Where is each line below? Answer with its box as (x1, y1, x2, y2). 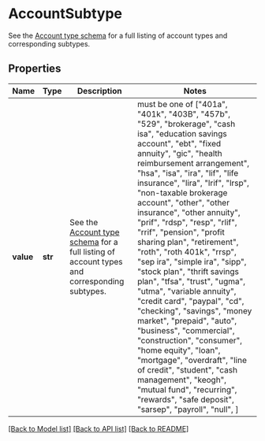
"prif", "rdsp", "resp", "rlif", (136, 217, 237, 228)
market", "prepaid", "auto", (136, 315, 237, 326)
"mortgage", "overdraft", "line (136, 354, 247, 365)
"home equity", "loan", (136, 344, 221, 355)
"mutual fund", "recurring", (136, 384, 237, 395)
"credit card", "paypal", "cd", (136, 295, 244, 306)
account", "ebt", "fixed (136, 138, 222, 149)
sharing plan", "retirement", (136, 236, 239, 247)
